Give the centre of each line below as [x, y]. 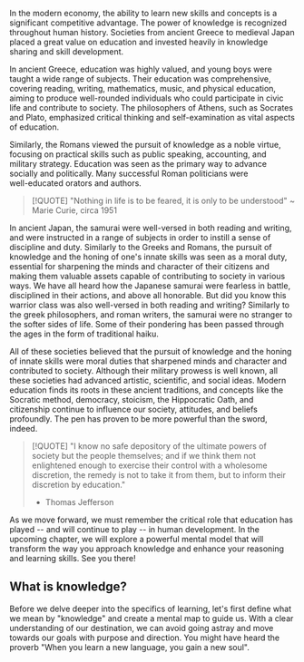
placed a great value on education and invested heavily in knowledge [139, 42]
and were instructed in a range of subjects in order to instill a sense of [140, 238]
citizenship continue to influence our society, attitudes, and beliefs [134, 409]
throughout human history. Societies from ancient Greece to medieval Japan [152, 32]
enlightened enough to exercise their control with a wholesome [149, 465]
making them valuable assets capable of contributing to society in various [147, 276]
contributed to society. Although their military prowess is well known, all [144, 370]
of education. [34, 127]
